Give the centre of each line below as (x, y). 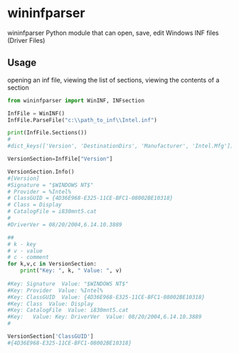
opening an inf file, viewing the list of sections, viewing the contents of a (113, 80)
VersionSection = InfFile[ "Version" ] (60, 159)
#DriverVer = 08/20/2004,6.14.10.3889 (65, 225)
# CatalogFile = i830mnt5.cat (52, 211)
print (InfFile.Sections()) (47, 133)
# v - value (25, 251)
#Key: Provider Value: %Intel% (55, 290)
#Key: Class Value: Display (51, 304)
